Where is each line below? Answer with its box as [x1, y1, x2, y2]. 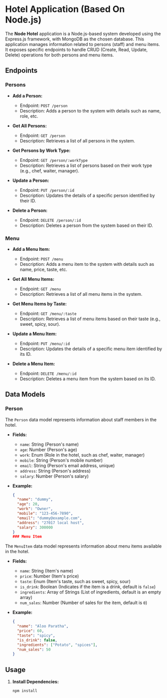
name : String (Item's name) [19, 568, 74, 574]
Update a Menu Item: [12, 331, 57, 337]
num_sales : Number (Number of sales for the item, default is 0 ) [19, 600, 148, 606]
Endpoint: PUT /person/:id [19, 187, 75, 193]
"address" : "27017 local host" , [17, 520, 84, 525]
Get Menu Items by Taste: [12, 301, 67, 307]
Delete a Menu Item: [12, 361, 55, 367]
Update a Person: [12, 177, 49, 183]
